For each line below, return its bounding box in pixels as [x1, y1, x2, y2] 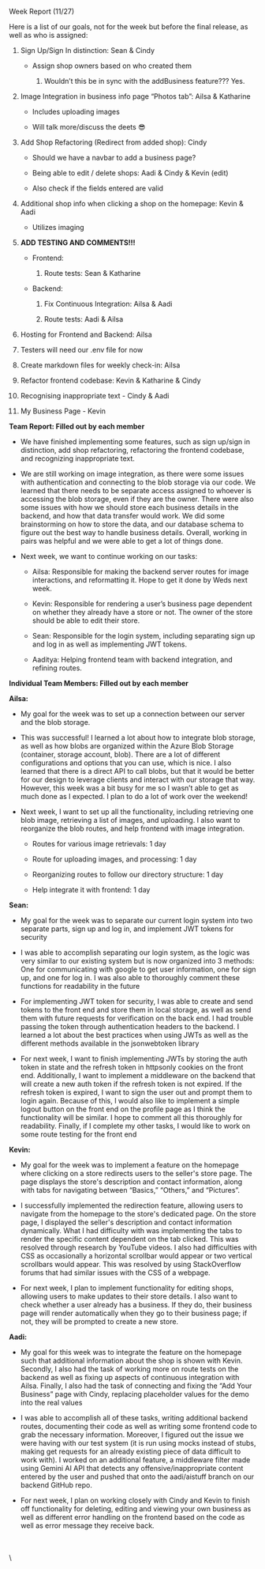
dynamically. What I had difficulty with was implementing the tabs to [20, 1226, 243, 1235]
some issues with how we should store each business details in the [20, 503, 239, 512]
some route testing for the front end [20, 1130, 137, 1139]
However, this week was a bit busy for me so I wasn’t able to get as [20, 783, 239, 793]
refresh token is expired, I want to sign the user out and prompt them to [20, 1088, 252, 1097]
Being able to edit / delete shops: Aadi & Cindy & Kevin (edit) [32, 168, 229, 177]
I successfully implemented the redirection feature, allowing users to [20, 1201, 244, 1210]
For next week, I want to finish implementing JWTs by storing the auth [20, 1054, 248, 1063]
